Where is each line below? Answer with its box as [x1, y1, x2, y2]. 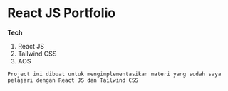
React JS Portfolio [7, 5, 116, 21]
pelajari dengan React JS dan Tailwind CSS [7, 76, 139, 84]
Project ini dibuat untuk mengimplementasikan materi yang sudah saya [7, 71, 222, 78]
